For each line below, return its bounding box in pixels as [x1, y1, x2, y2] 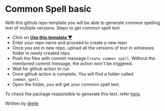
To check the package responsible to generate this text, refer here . [5, 91, 141, 97]
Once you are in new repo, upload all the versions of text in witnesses [12, 45, 154, 51]
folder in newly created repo [12, 50, 70, 56]
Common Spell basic [5, 3, 91, 15]
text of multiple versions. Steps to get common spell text [5, 25, 120, 30]
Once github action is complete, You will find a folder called [12, 71, 133, 77]
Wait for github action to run [12, 65, 70, 72]
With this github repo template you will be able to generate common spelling [5, 20, 161, 26]
